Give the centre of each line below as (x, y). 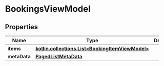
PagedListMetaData (59, 57)
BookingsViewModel (48, 9)
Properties (21, 27)
